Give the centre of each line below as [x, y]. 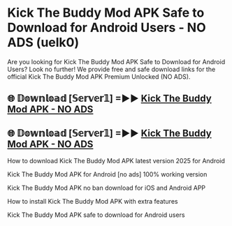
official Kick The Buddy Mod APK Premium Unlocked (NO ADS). [99, 76]
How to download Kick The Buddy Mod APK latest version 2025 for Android [116, 161]
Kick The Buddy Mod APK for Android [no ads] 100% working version [107, 174]
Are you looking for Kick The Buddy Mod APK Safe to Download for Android [116, 61]
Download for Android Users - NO [107, 28]
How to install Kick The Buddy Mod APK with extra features [93, 202]
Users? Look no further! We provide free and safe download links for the [111, 69]
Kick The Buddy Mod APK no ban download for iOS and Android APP [107, 188]
